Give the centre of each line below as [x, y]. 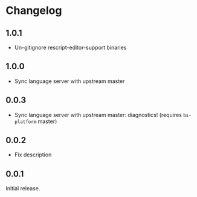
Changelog [34, 11]
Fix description [33, 155]
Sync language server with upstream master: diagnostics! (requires [98, 115]
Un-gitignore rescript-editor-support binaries [70, 47]
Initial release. [23, 189]
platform [25, 122]
